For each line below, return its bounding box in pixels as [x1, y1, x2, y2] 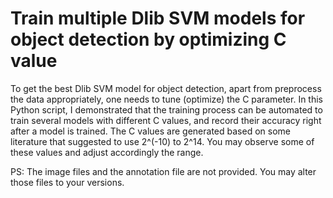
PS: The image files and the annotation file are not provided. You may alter [10, 165, 317, 177]
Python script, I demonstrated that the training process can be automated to [10, 103, 323, 116]
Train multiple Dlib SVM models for [10, 7, 306, 30]
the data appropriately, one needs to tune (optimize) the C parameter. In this [10, 93, 324, 105]
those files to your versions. [10, 176, 125, 188]
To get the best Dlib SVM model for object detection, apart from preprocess [10, 82, 322, 94]
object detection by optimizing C [10, 28, 287, 51]
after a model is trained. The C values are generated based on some [10, 125, 291, 137]
